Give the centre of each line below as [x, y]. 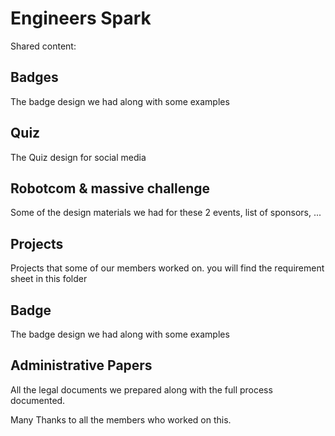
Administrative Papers [81, 365]
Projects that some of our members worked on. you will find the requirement [167, 268]
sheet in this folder [49, 279]
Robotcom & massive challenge [110, 188]
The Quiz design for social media [78, 157]
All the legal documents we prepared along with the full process [141, 389]
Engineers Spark [81, 18]
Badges [34, 77]
